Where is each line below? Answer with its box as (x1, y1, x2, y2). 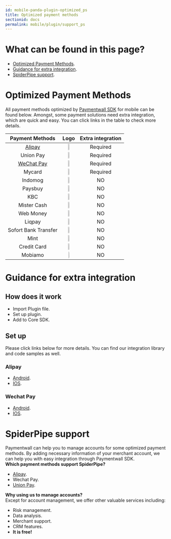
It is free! (12, 529, 32, 535)
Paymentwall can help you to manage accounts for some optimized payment (5, 445, 166, 451)
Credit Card (18, 243, 47, 251)
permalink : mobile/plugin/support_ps (5, 21, 85, 27)
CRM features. (12, 524, 43, 530)
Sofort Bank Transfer (8, 227, 58, 234)
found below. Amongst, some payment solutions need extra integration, (5, 112, 155, 118)
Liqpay (24, 218, 41, 226)
